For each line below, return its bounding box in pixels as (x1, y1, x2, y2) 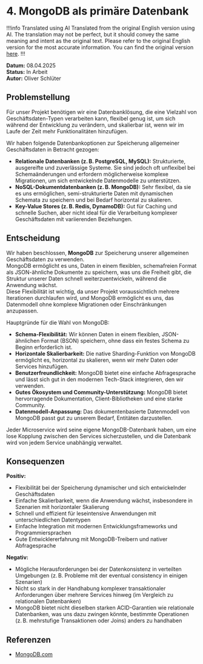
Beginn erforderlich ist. (15, 344, 73, 351)
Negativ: (6, 554, 28, 561)
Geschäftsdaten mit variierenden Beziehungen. (15, 215, 133, 222)
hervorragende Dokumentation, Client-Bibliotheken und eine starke (15, 395, 183, 402)
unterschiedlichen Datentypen (15, 516, 91, 523)
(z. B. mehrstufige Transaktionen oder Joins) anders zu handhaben (15, 617, 182, 625)
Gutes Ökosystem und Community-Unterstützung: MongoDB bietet (15, 388, 188, 396)
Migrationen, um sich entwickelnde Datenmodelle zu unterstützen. (15, 177, 181, 184)
